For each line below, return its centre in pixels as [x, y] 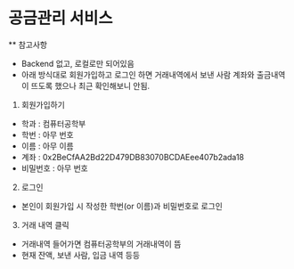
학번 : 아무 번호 [47, 134]
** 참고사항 [28, 45]
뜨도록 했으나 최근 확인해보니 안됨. [90, 86]
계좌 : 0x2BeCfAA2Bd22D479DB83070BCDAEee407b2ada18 [133, 157]
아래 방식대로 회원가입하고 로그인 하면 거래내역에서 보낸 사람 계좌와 [138, 74]
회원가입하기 [43, 104]
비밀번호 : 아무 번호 [54, 168]
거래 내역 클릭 [45, 224]
